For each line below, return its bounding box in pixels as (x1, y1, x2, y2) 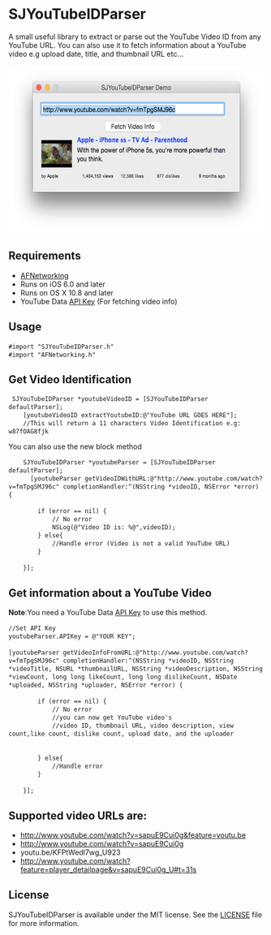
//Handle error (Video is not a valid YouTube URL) (51, 540, 230, 548)
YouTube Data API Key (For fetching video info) (19, 296, 178, 306)
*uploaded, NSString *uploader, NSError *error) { (8, 681, 183, 690)
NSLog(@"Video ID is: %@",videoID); (51, 524, 176, 532)
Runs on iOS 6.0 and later (19, 279, 105, 289)
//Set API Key (8, 624, 57, 633)
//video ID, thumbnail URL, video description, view (51, 722, 234, 730)
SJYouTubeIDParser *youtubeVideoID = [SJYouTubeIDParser (11, 395, 209, 403)
